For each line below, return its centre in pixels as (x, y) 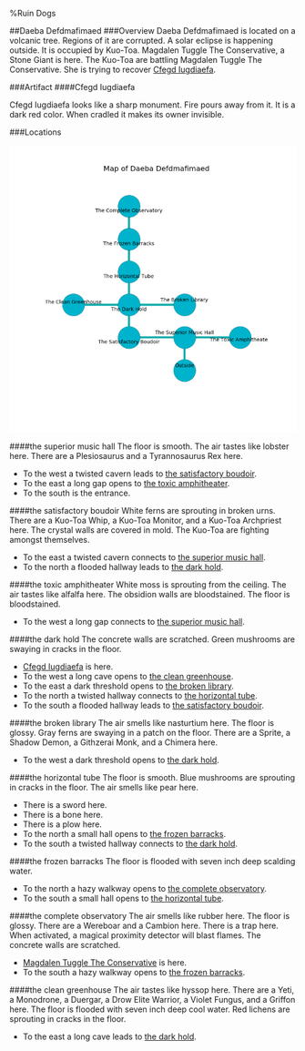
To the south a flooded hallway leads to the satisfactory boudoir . (143, 705)
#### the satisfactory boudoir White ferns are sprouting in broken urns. (142, 510)
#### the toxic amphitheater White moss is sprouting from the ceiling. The (148, 585)
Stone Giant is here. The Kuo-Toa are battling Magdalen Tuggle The (136, 60)
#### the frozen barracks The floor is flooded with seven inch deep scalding (152, 861)
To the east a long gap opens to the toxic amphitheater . (126, 483)
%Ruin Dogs (33, 13)
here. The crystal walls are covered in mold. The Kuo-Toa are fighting (139, 530)
